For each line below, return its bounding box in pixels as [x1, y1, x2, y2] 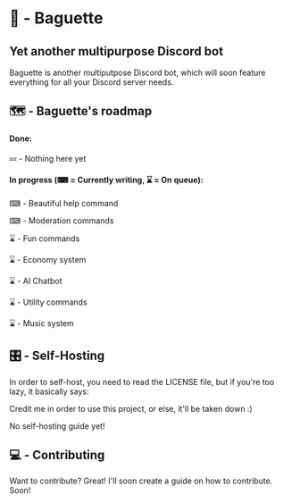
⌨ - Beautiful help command [9, 197, 119, 208]
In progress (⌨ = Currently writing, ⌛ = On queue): [9, 174, 204, 186]
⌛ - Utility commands [9, 297, 87, 307]
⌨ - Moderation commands [9, 214, 114, 226]
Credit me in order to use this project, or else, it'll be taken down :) [9, 403, 253, 414]
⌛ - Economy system [9, 254, 87, 264]
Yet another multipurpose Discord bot [9, 44, 224, 59]
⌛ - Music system [9, 317, 74, 329]
